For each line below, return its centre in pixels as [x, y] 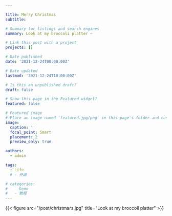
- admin [18, 156]
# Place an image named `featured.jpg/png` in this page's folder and [82, 118]
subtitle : [16, 19]
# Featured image [24, 113]
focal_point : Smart [31, 132]
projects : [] [19, 48]
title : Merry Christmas [31, 14]
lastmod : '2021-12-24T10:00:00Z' [41, 76]
